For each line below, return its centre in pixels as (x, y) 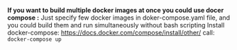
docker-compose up (34, 39)
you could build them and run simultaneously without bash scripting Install (116, 25)
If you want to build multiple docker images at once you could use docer (116, 10)
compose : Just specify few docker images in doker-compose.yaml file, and (119, 18)
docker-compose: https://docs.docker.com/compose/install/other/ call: (111, 32)
